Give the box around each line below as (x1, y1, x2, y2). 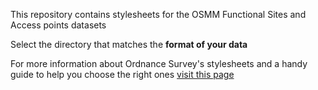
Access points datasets (10, 19, 107, 31)
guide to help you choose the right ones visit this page (10, 69, 235, 80)
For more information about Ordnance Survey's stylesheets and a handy (10, 58, 308, 69)
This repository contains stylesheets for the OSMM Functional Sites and (10, 9, 307, 20)
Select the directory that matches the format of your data (10, 39, 248, 50)
